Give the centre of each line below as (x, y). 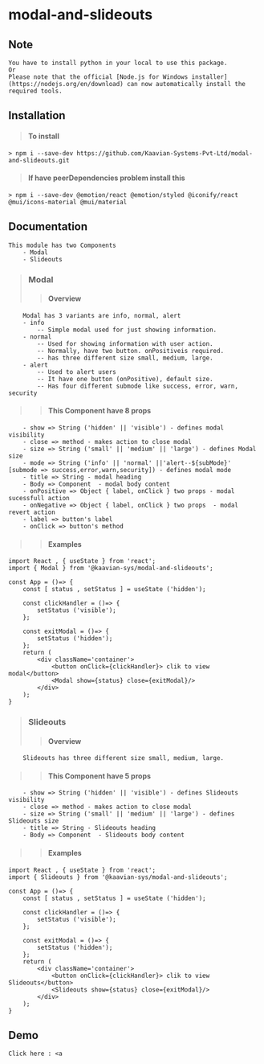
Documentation (48, 227)
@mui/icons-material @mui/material (68, 202)
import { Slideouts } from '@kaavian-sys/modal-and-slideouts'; (118, 877)
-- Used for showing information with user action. (126, 343)
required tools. (35, 91)
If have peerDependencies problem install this (107, 178)
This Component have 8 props (100, 411)
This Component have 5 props (99, 776)
